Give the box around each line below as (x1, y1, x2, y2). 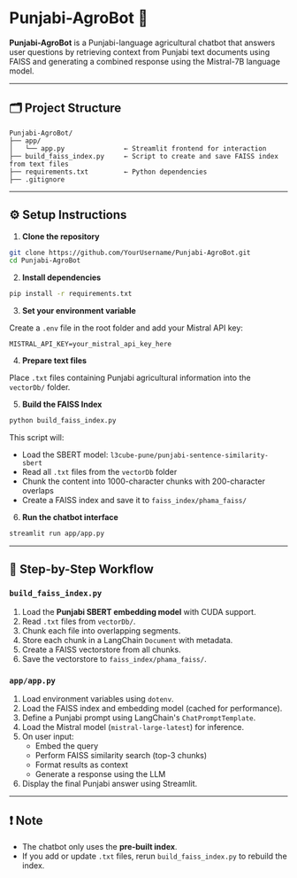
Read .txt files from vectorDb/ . (21, 616, 136, 626)
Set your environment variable (21, 306, 137, 316)
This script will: (9, 432, 65, 443)
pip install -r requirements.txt (9, 290, 133, 299)
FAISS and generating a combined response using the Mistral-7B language (9, 56, 281, 66)
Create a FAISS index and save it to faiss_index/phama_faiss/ (21, 495, 247, 506)
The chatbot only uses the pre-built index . (21, 841, 178, 851)
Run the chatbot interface (21, 512, 119, 523)
